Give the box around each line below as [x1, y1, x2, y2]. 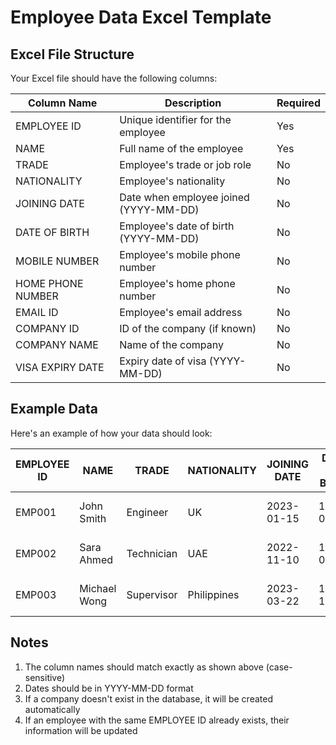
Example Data [10, 401, 99, 418]
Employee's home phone [119, 277, 236, 290]
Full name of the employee [119, 142, 244, 155]
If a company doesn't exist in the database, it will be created [24, 692, 273, 705]
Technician [126, 546, 178, 560]
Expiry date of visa [119, 354, 207, 368]
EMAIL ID [15, 306, 59, 319]
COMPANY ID [15, 322, 80, 335]
